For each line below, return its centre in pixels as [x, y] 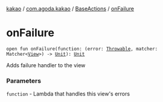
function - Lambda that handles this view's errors [68, 94]
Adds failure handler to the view [46, 65]
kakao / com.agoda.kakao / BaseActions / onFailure [70, 9]
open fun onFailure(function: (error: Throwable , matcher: [82, 49]
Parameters [24, 80]
